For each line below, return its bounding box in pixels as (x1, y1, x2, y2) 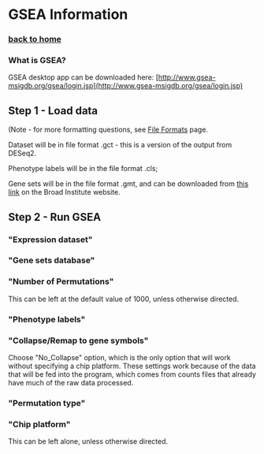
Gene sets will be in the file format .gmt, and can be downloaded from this (8, 179, 249, 188)
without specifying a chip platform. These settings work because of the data (8, 361, 256, 370)
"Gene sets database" (8, 255, 95, 266)
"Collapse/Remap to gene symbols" (8, 335, 149, 346)
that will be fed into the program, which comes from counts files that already (8, 369, 256, 379)
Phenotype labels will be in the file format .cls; (8, 164, 158, 173)
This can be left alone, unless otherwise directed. (8, 437, 169, 446)
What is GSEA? (8, 55, 67, 66)
